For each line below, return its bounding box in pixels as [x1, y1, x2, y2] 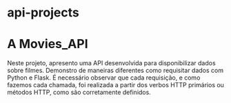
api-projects [7, 5, 79, 21]
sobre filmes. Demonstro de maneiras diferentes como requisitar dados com [7, 67, 224, 75]
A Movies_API [7, 36, 88, 52]
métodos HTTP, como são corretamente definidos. [7, 88, 152, 97]
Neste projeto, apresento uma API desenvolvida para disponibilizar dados [7, 59, 216, 67]
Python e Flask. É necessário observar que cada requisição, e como [7, 73, 201, 82]
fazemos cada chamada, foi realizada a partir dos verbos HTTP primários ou [7, 81, 224, 89]
